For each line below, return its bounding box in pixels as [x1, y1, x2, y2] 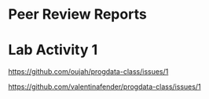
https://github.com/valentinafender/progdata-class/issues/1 [8, 82, 202, 91]
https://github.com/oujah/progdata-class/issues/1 [8, 67, 169, 76]
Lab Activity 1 [8, 41, 98, 59]
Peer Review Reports [8, 5, 147, 23]
